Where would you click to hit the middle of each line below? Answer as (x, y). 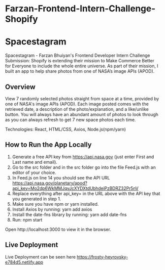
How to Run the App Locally (49, 145)
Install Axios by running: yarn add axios (52, 209)
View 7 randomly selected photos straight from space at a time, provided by (82, 98)
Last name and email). (35, 162)
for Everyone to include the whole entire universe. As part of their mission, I (82, 66)
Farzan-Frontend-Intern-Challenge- (80, 9)
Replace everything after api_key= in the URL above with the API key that (86, 193)
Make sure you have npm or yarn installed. (55, 204)
